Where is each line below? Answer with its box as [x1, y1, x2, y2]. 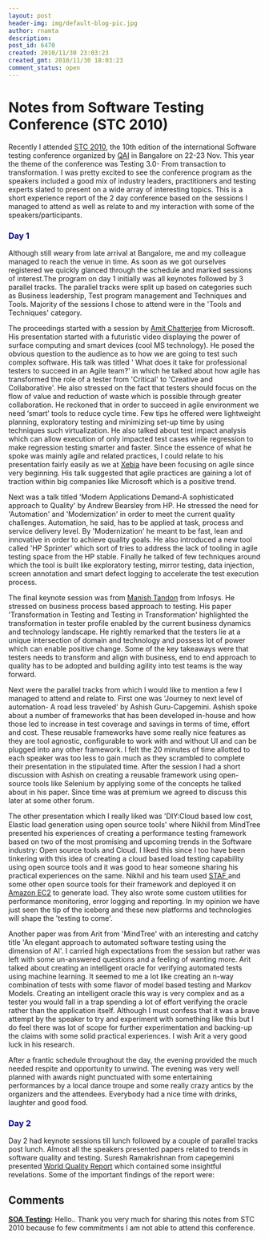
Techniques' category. [8, 308, 82, 317]
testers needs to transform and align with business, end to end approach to [8, 652, 257, 662]
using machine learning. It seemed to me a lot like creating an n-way [8, 971, 234, 981]
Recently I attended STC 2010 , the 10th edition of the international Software [8, 142, 257, 151]
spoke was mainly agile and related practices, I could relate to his [8, 450, 224, 461]
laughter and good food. [8, 1097, 88, 1107]
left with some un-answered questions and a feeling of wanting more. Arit [8, 954, 251, 964]
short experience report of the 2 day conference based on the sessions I [8, 193, 248, 203]
